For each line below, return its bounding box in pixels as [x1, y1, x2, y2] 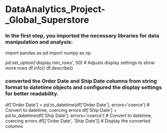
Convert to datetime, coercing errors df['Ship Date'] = [5, 107, 117, 113]
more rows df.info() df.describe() [5, 65, 73, 71]
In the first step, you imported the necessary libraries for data [5, 32, 160, 39]
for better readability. [5, 90, 59, 97]
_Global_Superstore [5, 14, 89, 26]
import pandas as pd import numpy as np [5, 50, 91, 56]
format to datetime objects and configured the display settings [5, 84, 162, 91]
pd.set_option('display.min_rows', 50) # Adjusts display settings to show [5, 59, 155, 66]
